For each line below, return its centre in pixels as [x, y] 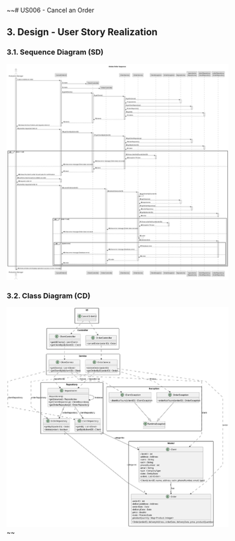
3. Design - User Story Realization [82, 32]
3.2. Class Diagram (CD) [49, 296]
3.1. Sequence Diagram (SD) [55, 52]
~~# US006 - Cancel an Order [51, 10]
